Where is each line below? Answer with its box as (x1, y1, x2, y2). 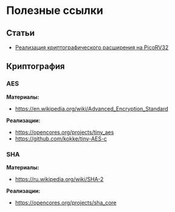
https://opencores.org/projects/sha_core (15, 199, 117, 206)
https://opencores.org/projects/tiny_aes (15, 128, 114, 136)
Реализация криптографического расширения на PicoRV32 (15, 44, 169, 51)
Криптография (6, 61, 65, 71)
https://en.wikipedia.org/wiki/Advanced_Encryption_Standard (15, 105, 168, 112)
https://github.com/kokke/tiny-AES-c (15, 134, 107, 142)
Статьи (6, 28, 35, 38)
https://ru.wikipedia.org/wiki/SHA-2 (15, 175, 104, 182)
